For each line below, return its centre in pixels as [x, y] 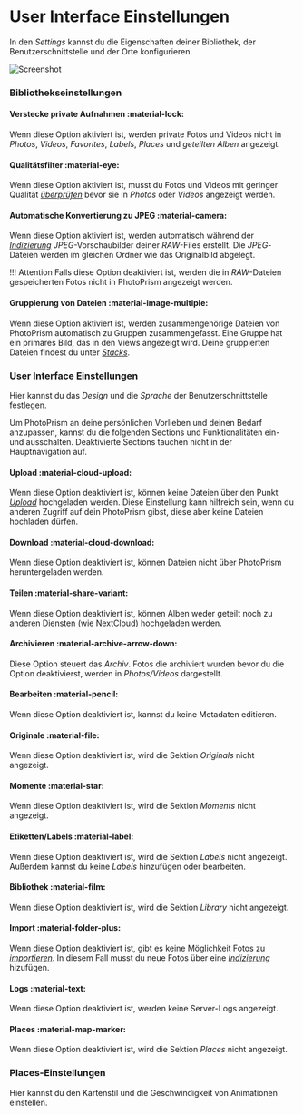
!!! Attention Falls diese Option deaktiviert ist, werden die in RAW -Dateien [146, 272]
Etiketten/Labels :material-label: [72, 836]
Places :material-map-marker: [68, 1029]
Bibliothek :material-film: [58, 887]
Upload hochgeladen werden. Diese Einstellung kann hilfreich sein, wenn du [152, 502]
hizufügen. [29, 967]
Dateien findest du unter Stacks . [70, 352]
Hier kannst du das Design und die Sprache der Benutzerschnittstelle [138, 395]
